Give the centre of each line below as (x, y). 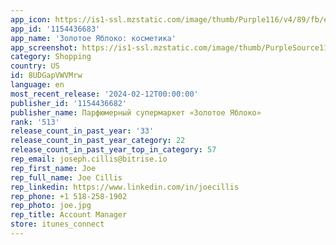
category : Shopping (51, 57)
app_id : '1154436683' (55, 29)
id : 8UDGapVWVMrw (46, 76)
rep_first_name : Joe (53, 168)
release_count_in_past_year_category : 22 (98, 141)
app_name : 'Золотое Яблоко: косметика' (93, 38)
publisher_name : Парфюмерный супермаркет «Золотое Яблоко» (136, 112)
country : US (35, 66)
